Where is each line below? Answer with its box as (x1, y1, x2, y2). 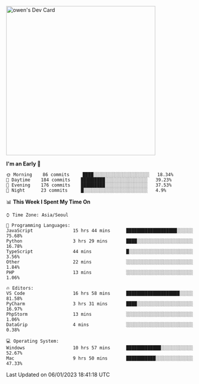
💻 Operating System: (6, 338, 60, 344)
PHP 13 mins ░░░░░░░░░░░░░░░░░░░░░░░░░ (6, 269, 194, 275)
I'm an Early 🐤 (6, 160, 41, 167)
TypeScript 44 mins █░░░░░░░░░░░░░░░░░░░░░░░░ (6, 248, 194, 254)
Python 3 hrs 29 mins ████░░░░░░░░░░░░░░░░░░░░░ (6, 238, 194, 244)
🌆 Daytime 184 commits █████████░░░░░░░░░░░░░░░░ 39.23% (6, 177, 172, 183)
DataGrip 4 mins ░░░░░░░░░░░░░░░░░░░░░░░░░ (6, 322, 194, 328)
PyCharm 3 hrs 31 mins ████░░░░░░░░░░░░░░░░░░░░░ (6, 301, 194, 307)
